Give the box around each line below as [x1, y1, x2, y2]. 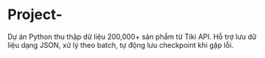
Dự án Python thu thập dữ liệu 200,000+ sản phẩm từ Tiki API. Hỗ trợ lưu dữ [7, 32, 257, 41]
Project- [7, 6, 63, 24]
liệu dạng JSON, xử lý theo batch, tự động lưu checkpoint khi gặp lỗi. [7, 40, 234, 49]
